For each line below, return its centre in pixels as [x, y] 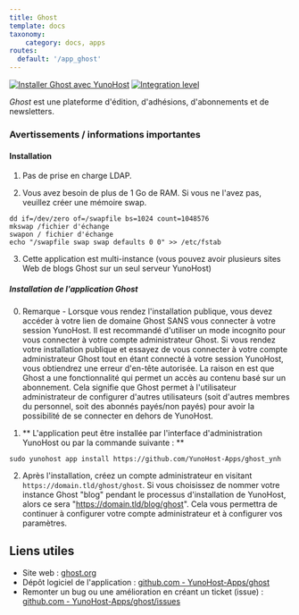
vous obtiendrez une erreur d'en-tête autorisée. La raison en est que [148, 368]
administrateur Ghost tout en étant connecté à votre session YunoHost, [153, 359]
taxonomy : [28, 34]
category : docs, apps [65, 42]
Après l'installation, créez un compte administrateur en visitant [137, 476]
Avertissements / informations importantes [105, 134]
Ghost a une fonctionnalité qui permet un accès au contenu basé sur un [154, 378]
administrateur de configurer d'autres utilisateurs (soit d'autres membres [156, 397]
